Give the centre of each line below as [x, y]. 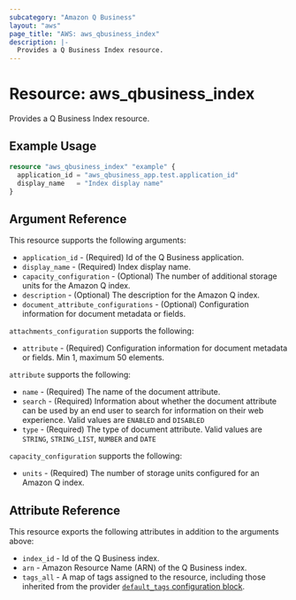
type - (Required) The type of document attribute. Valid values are [142, 429]
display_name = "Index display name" [91, 183]
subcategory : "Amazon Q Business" [73, 17]
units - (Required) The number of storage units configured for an [140, 473]
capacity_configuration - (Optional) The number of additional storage [149, 276]
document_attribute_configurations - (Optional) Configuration [135, 304]
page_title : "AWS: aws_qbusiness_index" [85, 34]
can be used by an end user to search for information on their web [143, 411]
